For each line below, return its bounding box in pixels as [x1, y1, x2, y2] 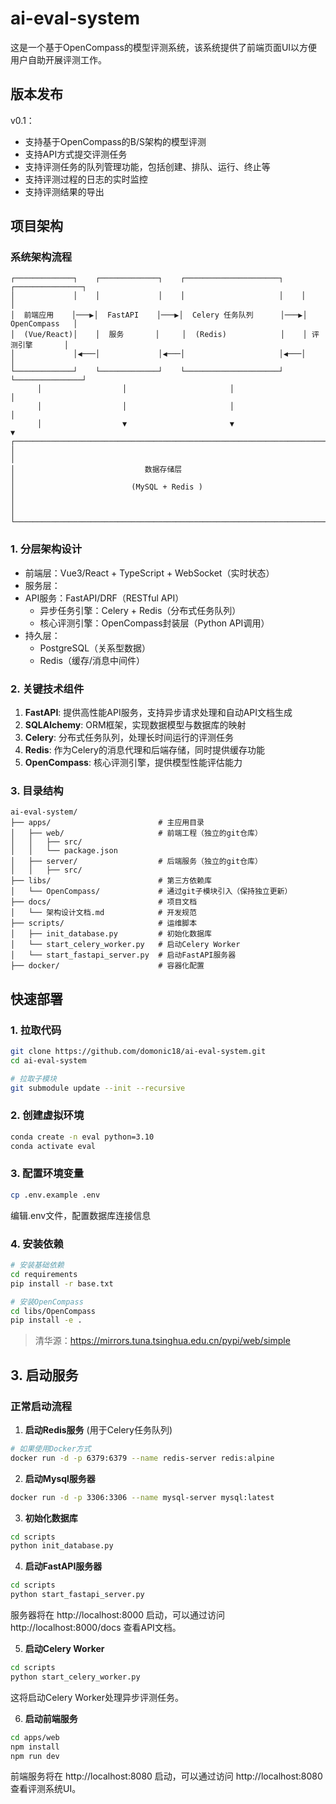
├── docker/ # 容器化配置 [10, 961, 205, 971]
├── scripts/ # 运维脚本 [10, 918, 198, 929]
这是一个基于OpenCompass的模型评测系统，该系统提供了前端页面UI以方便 [10, 41, 318, 53]
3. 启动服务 [10, 1367, 79, 1384]
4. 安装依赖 [10, 1237, 64, 1251]
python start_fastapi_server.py [10, 1590, 145, 1600]
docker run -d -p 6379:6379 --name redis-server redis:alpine [10, 1453, 275, 1463]
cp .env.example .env [10, 1190, 101, 1200]
